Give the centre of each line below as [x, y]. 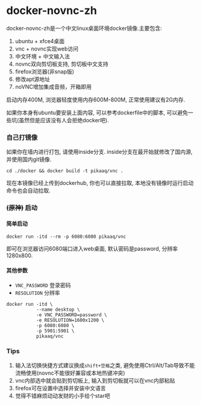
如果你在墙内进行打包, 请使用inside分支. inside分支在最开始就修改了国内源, [100, 152]
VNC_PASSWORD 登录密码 [43, 285]
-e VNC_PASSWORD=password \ [72, 315]
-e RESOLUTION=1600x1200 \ [70, 320]
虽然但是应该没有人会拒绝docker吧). [64, 120]
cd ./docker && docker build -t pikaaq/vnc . [65, 171]
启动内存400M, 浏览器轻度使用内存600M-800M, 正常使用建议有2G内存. [96, 99]
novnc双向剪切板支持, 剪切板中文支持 [62, 64]
